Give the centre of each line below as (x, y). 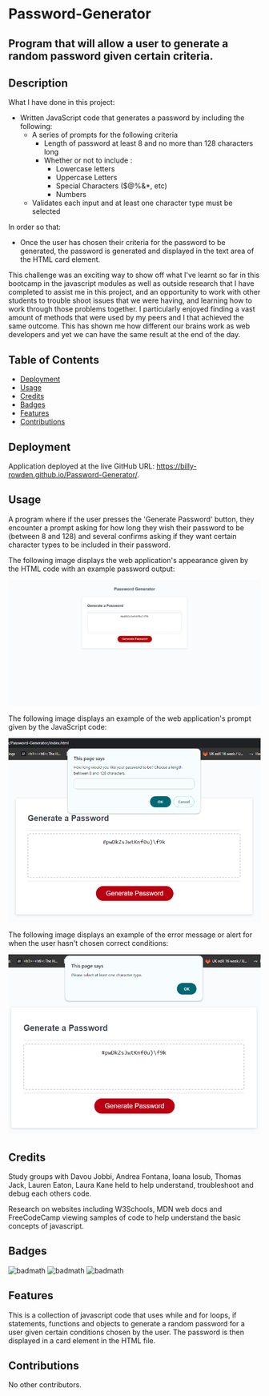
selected (46, 211)
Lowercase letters (85, 169)
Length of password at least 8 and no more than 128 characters (149, 143)
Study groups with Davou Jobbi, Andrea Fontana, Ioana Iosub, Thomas (125, 1176)
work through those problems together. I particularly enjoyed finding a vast (132, 309)
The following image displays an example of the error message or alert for (130, 935)
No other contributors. (45, 1385)
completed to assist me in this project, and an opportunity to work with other (134, 292)
